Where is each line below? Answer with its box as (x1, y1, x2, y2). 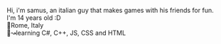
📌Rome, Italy (6, 21, 44, 29)
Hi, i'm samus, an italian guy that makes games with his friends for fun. (6, 6, 214, 14)
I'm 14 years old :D (6, 13, 61, 22)
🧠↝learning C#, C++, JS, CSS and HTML (6, 28, 126, 37)
